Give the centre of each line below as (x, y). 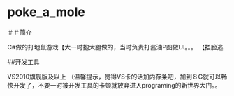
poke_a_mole (46, 12)
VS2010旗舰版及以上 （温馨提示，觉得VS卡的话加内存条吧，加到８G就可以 (114, 77)
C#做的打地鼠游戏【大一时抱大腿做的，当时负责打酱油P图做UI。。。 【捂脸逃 (115, 47)
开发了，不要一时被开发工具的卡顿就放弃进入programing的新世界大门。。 (117, 85)
